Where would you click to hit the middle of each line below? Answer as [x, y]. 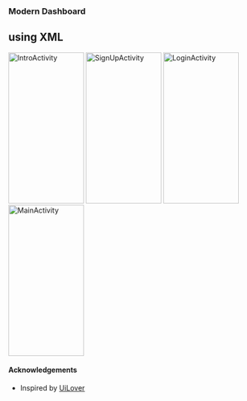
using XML [36, 37]
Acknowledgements [43, 370]
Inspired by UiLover [52, 387]
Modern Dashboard [47, 11]
